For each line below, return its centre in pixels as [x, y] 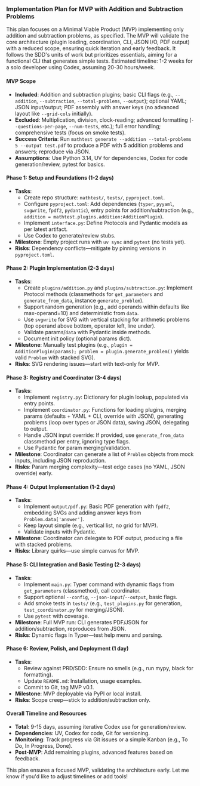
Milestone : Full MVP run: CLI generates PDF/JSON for [81, 622]
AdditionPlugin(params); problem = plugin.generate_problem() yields [102, 351]
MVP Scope [21, 81]
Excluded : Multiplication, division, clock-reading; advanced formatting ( [103, 120]
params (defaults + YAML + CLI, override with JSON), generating [104, 416]
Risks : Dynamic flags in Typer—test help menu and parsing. [89, 635]
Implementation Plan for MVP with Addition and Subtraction [95, 9]
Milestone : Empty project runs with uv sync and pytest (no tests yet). [100, 242]
